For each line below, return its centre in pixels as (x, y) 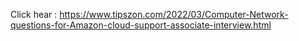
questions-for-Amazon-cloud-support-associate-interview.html (141, 25)
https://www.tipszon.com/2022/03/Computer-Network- (174, 14)
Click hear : (34, 14)
